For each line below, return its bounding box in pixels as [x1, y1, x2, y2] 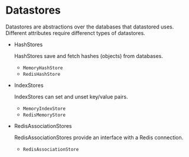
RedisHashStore [22, 71, 60, 77]
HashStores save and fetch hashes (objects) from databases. [14, 52, 163, 59]
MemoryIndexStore [22, 105, 66, 111]
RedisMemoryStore [22, 112, 66, 118]
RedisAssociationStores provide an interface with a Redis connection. [14, 134, 184, 141]
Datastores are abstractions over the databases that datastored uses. [5, 23, 174, 30]
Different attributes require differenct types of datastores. [5, 29, 145, 36]
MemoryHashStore [22, 65, 63, 71]
